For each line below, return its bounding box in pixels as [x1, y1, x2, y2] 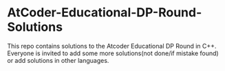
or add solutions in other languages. [7, 56, 109, 64]
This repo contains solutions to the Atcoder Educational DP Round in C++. [7, 42, 217, 50]
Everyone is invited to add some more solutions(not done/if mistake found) [7, 49, 219, 57]
